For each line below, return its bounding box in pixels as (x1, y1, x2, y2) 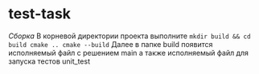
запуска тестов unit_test (8, 56, 91, 66)
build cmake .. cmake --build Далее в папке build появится (8, 39, 213, 49)
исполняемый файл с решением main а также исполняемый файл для (8, 48, 249, 57)
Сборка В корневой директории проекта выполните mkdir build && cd (8, 31, 251, 41)
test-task (8, 5, 71, 23)
